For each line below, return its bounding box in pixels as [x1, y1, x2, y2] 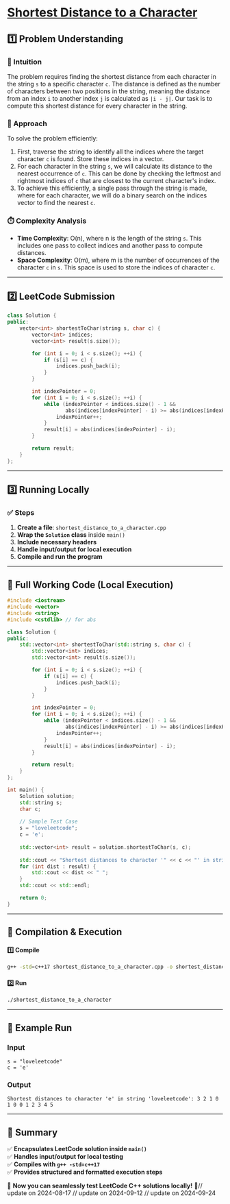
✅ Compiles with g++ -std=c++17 [7, 1160, 101, 1168]
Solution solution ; [19, 793, 75, 799]
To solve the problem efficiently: [7, 134, 98, 143]
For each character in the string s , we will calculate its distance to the [16, 162, 213, 171]
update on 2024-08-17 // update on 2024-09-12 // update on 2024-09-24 [7, 1189, 216, 1197]
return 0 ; [19, 895, 48, 902]
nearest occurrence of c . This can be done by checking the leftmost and [16, 169, 221, 178]
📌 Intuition [7, 57, 42, 67]
